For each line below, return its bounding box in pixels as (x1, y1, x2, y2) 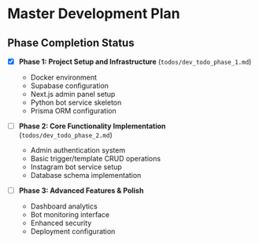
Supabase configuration (30, 81, 109, 91)
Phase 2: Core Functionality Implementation (18, 121, 166, 131)
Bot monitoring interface (30, 210, 110, 220)
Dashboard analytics (30, 201, 98, 211)
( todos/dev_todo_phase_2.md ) (18, 131, 113, 140)
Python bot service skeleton (30, 98, 122, 107)
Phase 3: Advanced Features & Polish (18, 186, 144, 195)
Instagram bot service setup (30, 162, 123, 172)
